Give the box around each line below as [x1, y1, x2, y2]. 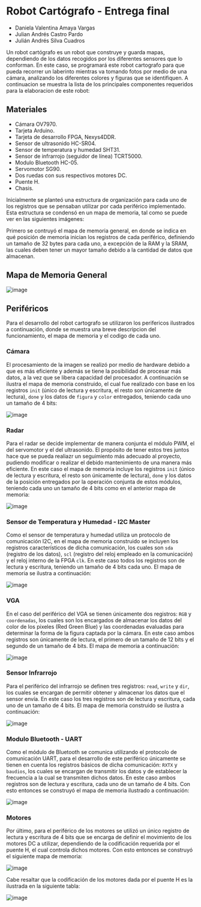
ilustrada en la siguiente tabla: [6, 882, 80, 890]
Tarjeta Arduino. [14, 126, 55, 134]
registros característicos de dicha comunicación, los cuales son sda [6, 544, 173, 552]
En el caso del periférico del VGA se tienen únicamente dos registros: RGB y [6, 610, 192, 617]
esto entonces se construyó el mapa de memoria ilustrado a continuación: [6, 787, 190, 794]
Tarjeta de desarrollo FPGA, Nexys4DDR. [14, 133, 116, 140]
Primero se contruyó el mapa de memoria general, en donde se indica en [6, 227, 187, 234]
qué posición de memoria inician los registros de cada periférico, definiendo [6, 233, 195, 240]
